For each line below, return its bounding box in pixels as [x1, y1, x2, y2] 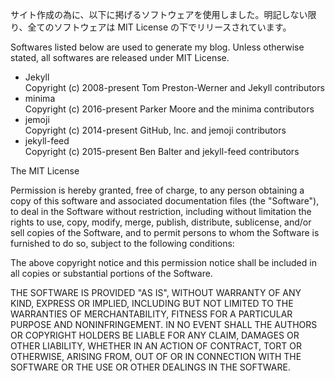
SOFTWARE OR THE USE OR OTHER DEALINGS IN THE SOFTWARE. [10, 361, 291, 373]
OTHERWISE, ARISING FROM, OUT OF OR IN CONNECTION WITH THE [10, 351, 302, 362]
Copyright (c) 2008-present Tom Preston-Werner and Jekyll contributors [24, 82, 325, 93]
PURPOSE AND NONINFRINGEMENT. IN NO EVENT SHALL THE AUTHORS [10, 319, 318, 330]
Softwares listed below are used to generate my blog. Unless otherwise [10, 41, 305, 53]
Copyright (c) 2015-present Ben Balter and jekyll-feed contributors [24, 146, 300, 157]
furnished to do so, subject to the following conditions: [10, 238, 235, 249]
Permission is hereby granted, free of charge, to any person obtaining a [10, 184, 305, 196]
